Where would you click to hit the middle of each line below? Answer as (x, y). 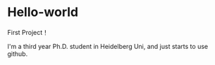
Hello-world (43, 12)
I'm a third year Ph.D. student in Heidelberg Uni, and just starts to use (108, 46)
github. (18, 54)
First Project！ (28, 32)
